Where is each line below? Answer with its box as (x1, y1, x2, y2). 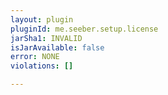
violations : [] (10, 61, 74, 71)
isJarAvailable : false (10, 42, 105, 53)
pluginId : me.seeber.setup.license (10, 24, 159, 34)
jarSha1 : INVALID (10, 33, 83, 43)
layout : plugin (10, 14, 74, 25)
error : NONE (10, 52, 60, 62)
